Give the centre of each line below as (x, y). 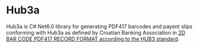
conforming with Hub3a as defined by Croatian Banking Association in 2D (96, 32)
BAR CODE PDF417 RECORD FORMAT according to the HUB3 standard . (93, 39)
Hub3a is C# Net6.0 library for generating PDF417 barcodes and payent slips (100, 26)
